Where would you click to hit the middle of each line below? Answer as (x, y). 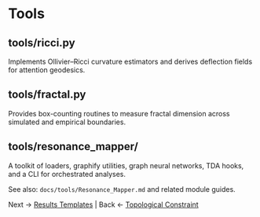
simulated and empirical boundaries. (67, 122)
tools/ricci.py (42, 43)
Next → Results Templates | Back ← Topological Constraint (103, 204)
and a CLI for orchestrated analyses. (67, 174)
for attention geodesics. (47, 70)
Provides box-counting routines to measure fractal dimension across (119, 113)
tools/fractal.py (47, 95)
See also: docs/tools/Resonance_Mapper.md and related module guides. (122, 189)
